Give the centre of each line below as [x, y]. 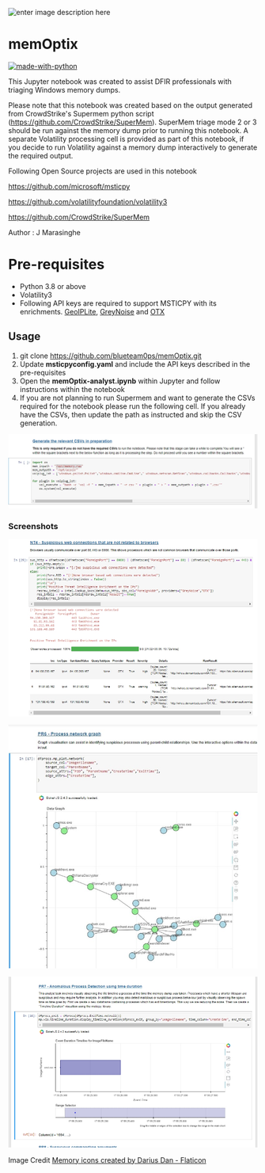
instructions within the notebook [72, 389]
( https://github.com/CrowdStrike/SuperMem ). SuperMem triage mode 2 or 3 [132, 122]
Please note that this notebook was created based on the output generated [131, 105]
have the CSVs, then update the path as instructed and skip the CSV [131, 414]
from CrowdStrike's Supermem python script [81, 113]
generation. [38, 423]
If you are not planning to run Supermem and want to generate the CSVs [137, 398]
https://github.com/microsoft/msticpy [69, 186]
